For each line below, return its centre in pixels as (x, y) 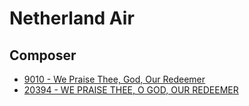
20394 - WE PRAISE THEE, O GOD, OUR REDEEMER (131, 90)
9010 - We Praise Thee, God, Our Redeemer (114, 79)
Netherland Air (72, 18)
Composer (43, 55)
